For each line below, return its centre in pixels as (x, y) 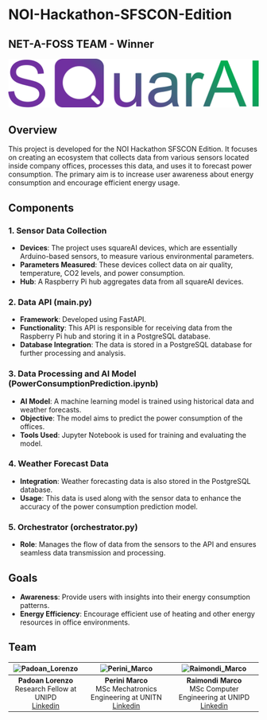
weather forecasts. (50, 409)
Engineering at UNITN (126, 697)
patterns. (35, 605)
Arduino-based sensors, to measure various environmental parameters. (137, 256)
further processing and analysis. (73, 353)
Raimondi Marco (214, 680)
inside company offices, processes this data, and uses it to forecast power (130, 166)
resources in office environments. (75, 622)
